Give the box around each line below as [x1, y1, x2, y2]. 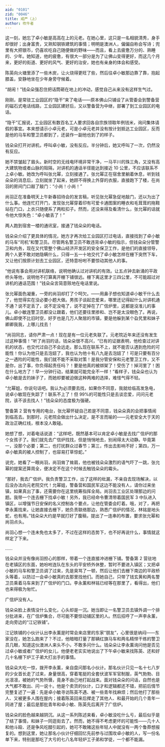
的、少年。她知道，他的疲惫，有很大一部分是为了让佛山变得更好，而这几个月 [5, 53, 160, 59]
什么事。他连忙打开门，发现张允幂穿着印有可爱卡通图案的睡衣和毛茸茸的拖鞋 [5, 200, 160, 206]
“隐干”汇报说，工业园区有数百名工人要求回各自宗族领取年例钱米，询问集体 [5, 120, 156, 126]
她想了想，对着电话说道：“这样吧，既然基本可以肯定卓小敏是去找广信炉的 [5, 430, 154, 437]
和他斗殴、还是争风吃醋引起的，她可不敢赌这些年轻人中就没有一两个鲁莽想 [5, 724, 156, 730]
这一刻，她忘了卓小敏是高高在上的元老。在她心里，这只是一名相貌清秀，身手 [5, 35, 160, 41]
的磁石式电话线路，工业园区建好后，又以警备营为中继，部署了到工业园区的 [5, 103, 156, 109]
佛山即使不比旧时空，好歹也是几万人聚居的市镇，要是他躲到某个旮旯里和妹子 [5, 315, 160, 321]
